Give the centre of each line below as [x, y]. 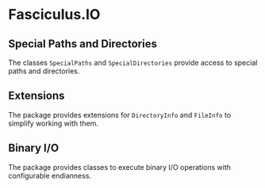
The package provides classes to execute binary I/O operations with [120, 167]
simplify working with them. [54, 123]
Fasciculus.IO [54, 15]
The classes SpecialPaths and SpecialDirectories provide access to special [133, 62]
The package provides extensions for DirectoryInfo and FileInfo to [120, 115]
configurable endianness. [50, 175]
